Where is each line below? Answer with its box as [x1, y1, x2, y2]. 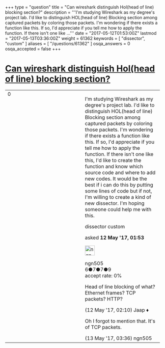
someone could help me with [85, 206, 152, 213]
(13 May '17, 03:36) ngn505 [85, 335, 152, 342]
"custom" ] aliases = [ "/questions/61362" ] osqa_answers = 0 [5, 41, 131, 46]
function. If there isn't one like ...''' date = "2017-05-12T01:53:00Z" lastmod [5, 30, 157, 36]
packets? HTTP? [85, 295, 123, 302]
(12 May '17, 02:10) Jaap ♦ [85, 306, 149, 313]
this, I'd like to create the [85, 157, 141, 163]
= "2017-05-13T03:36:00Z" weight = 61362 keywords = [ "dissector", [5, 35, 145, 41]
